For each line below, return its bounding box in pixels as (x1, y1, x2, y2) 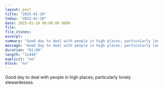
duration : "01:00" (5, 47, 42, 52)
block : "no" (5, 61, 29, 66)
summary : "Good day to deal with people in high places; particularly (5, 39, 151, 44)
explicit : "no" (5, 57, 36, 61)
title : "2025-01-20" (5, 12, 47, 16)
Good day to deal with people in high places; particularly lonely (5, 74, 131, 80)
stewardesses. (5, 79, 34, 85)
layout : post (5, 7, 32, 12)
